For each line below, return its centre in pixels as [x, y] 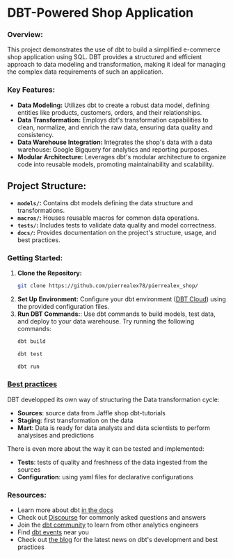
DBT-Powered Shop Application [101, 13]
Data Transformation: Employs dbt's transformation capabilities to [113, 120]
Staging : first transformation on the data [75, 420]
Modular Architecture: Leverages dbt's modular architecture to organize [122, 157]
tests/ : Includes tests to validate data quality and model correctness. [117, 225]
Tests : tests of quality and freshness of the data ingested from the [112, 462]
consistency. [35, 134]
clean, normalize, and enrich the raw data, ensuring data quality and [115, 127]
